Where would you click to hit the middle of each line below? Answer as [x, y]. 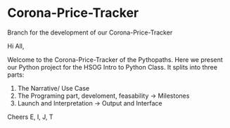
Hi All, [16, 46]
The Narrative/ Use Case [53, 88]
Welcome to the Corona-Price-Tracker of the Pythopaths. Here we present [115, 59]
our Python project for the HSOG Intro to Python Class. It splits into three [113, 67]
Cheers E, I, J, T [31, 117]
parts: [16, 75]
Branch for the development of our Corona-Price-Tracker [90, 32]
